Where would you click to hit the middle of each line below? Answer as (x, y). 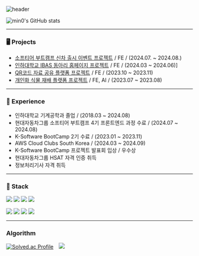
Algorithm (21, 233)
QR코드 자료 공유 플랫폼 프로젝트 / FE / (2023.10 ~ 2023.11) (84, 73)
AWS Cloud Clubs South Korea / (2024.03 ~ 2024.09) (80, 143)
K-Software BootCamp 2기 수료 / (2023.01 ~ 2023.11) (78, 136)
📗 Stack (17, 186)
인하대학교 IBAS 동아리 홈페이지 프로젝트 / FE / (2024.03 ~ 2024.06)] (96, 65)
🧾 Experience (26, 102)
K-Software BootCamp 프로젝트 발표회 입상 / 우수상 (75, 150)
